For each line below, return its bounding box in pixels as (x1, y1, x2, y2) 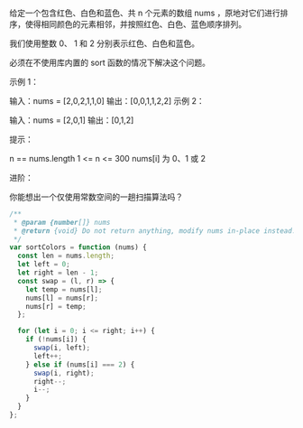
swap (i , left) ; (32, 343, 91, 353)
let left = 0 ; (17, 260, 70, 269)
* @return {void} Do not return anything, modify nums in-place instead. (13, 226, 297, 236)
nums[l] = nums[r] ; (25, 293, 99, 302)
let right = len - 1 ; (17, 268, 99, 277)
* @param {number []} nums (13, 218, 111, 227)
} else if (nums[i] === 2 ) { (25, 359, 135, 369)
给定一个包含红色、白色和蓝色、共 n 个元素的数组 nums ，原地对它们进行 (9, 7, 281, 18)
